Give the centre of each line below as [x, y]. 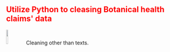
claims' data [29, 19]
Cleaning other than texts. [58, 43]
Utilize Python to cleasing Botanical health [85, 10]
